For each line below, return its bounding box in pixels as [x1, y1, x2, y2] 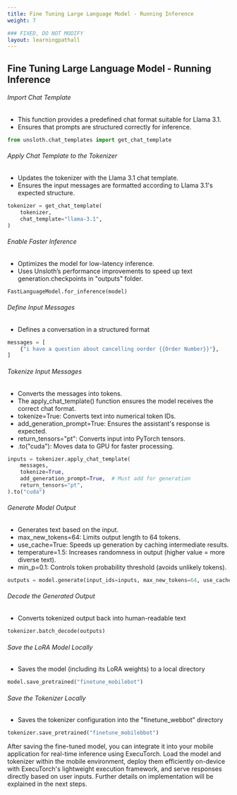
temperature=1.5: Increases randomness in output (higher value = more [17, 547, 226, 556]
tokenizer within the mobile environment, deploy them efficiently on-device [7, 758, 226, 766]
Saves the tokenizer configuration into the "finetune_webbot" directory [17, 716, 224, 724]
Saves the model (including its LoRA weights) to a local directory [17, 665, 206, 673]
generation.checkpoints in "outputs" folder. [17, 274, 143, 283]
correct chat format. [17, 404, 76, 412]
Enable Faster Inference [7, 238, 78, 246]
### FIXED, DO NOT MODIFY [7, 30, 83, 37]
